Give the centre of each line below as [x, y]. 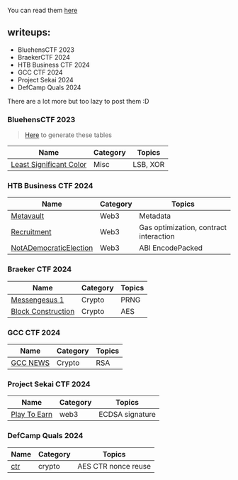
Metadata [155, 216]
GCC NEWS [30, 363]
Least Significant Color [49, 165]
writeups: [29, 32]
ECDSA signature [127, 415]
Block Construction [43, 311]
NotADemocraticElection [52, 248]
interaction [157, 236]
